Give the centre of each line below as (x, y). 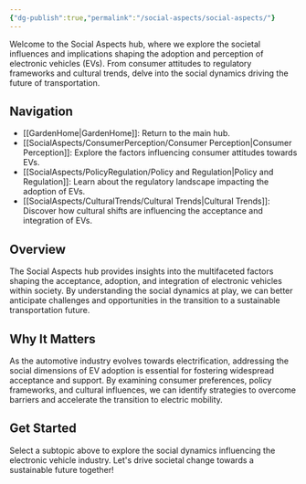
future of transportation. (55, 82)
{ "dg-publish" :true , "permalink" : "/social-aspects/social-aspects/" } (142, 18)
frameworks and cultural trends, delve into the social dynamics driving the (149, 73)
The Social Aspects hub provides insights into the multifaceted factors (142, 271)
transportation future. (50, 310)
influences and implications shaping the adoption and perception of (137, 53)
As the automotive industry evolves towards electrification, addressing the (149, 361)
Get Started (43, 429)
